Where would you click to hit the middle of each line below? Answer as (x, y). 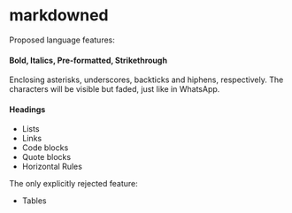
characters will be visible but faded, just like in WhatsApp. (115, 89)
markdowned (59, 15)
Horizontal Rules (52, 167)
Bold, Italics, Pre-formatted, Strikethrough (88, 60)
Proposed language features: (62, 40)
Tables (34, 201)
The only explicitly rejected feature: (74, 184)
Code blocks (45, 148)
